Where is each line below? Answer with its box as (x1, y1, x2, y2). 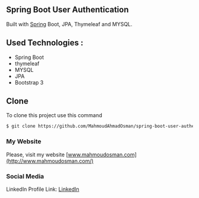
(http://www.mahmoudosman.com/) (6, 157, 94, 164)
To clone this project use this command (6, 112, 102, 119)
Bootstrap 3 (14, 78, 44, 86)
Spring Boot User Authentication (6, 5, 129, 15)
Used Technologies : (6, 38, 84, 48)
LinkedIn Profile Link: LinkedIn (6, 186, 80, 193)
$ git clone (6, 123, 36, 130)
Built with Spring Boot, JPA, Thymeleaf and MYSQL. (6, 20, 133, 27)
